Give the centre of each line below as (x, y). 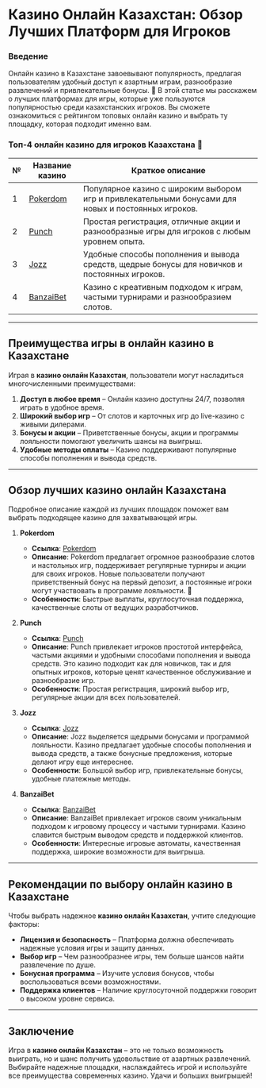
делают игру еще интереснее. (83, 762)
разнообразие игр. (63, 681)
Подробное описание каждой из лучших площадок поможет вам (119, 509)
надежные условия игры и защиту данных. (92, 948)
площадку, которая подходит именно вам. (80, 124)
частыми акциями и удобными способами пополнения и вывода (141, 655)
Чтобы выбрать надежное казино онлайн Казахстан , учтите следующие (132, 916)
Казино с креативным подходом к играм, (163, 287)
